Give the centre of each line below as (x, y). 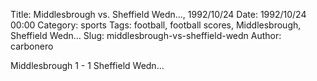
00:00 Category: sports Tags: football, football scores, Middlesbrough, (156, 25)
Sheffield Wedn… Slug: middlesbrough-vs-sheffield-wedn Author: (146, 35)
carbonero (32, 46)
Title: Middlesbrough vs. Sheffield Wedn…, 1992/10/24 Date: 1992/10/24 (158, 14)
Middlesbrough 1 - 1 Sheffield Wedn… (87, 65)
